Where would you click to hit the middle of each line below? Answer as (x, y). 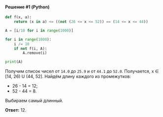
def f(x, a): (18, 17)
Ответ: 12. (16, 110)
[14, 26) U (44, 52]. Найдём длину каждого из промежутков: (68, 76)
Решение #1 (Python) (27, 7)
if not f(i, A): (31, 48)
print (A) (14, 62)
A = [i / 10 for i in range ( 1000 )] (39, 30)
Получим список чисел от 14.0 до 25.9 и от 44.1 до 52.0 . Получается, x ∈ (82, 71)
